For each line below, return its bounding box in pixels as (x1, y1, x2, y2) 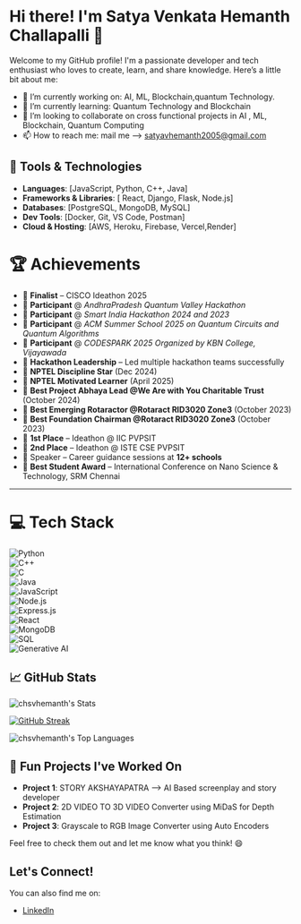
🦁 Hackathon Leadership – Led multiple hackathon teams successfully (21, 356, 285, 367)
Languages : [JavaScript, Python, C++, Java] (21, 183, 188, 193)
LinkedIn (21, 905, 55, 916)
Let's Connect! (9, 864, 94, 879)
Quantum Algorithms (21, 328, 100, 338)
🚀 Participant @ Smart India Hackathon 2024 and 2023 (21, 309, 230, 320)
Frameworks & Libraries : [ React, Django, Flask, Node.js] (21, 192, 234, 203)
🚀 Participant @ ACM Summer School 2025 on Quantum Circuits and (21, 318, 279, 329)
